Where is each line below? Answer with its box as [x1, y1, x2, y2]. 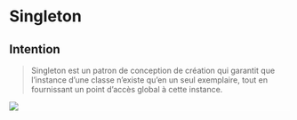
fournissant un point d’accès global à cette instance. [30, 84, 223, 94]
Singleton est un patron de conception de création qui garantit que [30, 65, 276, 76]
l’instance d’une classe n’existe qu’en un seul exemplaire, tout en [30, 75, 269, 85]
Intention [9, 42, 60, 57]
